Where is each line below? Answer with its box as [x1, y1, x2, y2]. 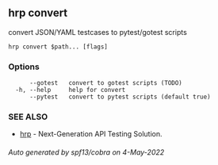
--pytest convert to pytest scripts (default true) [29, 93, 212, 102]
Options [8, 61, 40, 72]
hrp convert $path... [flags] [8, 43, 109, 51]
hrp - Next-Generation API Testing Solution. [19, 129, 163, 139]
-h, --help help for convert [15, 86, 126, 94]
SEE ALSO [8, 111, 48, 122]
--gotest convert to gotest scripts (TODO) [29, 79, 182, 87]
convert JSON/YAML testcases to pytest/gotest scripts [8, 27, 188, 36]
